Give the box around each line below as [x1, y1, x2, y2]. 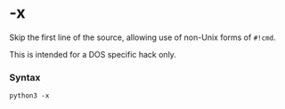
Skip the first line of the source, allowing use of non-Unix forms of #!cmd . [9, 32, 276, 43]
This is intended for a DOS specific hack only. [9, 49, 176, 59]
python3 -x [9, 91, 50, 100]
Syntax [9, 71, 41, 83]
